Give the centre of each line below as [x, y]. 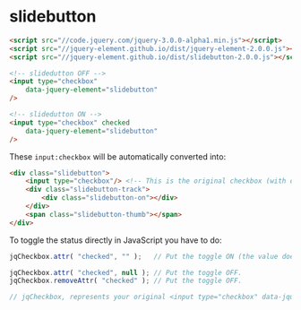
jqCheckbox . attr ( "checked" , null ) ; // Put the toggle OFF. [126, 272]
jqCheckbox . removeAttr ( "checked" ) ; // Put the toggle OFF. [126, 281]
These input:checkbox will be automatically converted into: [118, 156]
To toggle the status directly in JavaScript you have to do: [116, 240]
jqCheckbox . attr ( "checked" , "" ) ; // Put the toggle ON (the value [144, 256]
